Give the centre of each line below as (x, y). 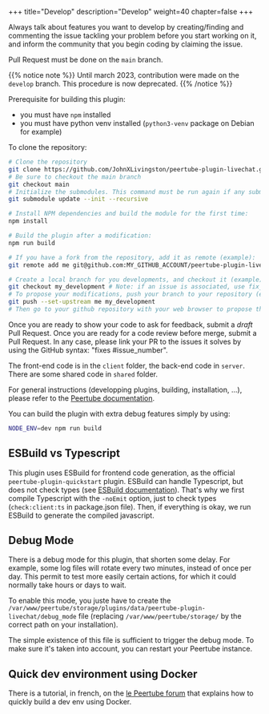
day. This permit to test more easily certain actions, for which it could (122, 577)
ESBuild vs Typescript (64, 453)
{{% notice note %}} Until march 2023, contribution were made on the (124, 75)
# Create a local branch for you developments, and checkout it (118, 280)
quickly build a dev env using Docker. (70, 702)
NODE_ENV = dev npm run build (55, 428)
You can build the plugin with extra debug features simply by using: (119, 413)
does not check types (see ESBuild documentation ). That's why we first (126, 490)
